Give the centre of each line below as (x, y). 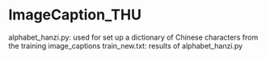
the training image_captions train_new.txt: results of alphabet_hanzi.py (126, 45)
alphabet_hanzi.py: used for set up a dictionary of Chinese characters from (133, 37)
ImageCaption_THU (75, 15)
